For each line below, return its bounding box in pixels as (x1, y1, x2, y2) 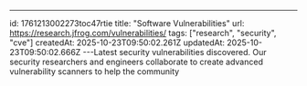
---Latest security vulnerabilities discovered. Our (82, 47, 267, 57)
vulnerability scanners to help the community (9, 66, 180, 77)
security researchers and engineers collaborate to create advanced (9, 56, 263, 67)
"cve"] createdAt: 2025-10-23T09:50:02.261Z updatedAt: (9, 37, 226, 48)
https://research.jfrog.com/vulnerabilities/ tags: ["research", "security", (9, 28, 277, 38)
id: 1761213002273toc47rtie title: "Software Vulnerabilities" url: (9, 18, 245, 28)
